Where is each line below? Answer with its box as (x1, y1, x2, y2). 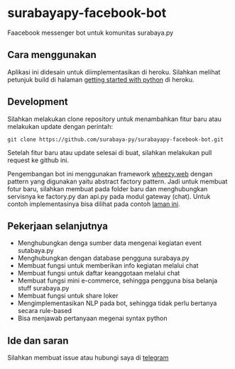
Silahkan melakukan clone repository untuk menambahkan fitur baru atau (7, 115, 222, 123)
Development (7, 96, 69, 108)
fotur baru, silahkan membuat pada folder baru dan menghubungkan (7, 184, 208, 193)
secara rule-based (17, 307, 72, 315)
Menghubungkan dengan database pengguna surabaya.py (17, 254, 190, 263)
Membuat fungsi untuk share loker (17, 292, 119, 300)
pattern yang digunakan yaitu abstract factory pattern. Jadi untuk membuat (7, 177, 228, 186)
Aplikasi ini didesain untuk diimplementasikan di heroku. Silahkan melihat (7, 67, 221, 76)
